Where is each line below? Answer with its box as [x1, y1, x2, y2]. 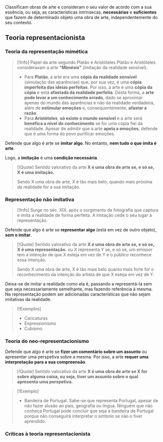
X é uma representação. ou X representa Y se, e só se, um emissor [17, 247, 153, 252]
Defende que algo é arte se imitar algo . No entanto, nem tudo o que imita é [5, 140, 157, 146]
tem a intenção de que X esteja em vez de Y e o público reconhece [17, 251, 152, 257]
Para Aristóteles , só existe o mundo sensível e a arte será [24, 115, 143, 121]
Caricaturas [24, 315, 48, 321]
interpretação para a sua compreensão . [5, 359, 87, 365]
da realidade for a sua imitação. [17, 184, 80, 190]
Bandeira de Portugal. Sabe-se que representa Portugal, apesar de [24, 398, 159, 404]
